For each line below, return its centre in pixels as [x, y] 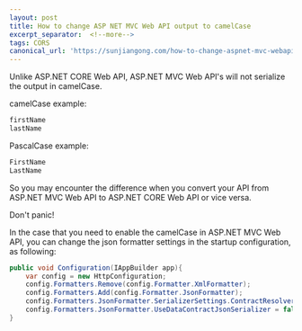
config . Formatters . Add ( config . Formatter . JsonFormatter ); [134, 293]
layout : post [34, 18]
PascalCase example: [49, 146]
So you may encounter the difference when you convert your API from [139, 188]
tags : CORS [30, 43]
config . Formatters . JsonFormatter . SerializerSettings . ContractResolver [160, 301]
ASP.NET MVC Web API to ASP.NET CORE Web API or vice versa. [130, 197]
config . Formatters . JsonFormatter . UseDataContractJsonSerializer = [152, 309]
